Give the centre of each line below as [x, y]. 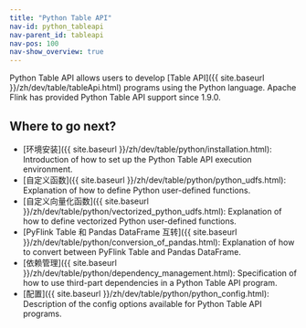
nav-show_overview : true [57, 52]
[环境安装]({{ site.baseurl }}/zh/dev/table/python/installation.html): [147, 149]
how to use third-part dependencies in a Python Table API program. [150, 282]
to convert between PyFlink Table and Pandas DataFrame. [132, 251]
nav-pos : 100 [34, 43]
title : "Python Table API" [61, 18]
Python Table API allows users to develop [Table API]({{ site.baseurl [137, 78]
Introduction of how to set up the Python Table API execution [137, 159]
